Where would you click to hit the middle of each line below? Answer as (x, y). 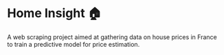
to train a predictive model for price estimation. (74, 44)
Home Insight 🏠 (54, 13)
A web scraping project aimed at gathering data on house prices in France (112, 37)
